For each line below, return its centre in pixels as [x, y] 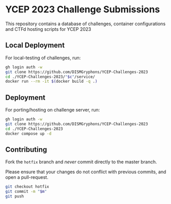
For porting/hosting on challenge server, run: [53, 110]
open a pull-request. [27, 177]
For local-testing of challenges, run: [43, 58]
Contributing [26, 149]
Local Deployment [35, 45]
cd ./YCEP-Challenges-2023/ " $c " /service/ [50, 77]
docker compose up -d [28, 134]
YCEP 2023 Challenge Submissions [83, 10]
